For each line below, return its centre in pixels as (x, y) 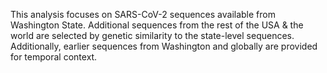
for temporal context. (54, 57)
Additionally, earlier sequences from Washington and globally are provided (164, 46)
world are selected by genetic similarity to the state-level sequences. (152, 35)
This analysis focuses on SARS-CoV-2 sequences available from (143, 14)
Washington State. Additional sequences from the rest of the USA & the (157, 25)
